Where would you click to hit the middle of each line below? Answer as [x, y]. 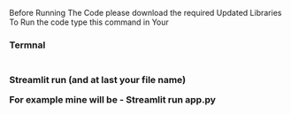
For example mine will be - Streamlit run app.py [113, 100]
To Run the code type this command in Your [89, 22]
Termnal [27, 45]
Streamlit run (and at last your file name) [98, 80]
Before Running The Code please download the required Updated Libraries [145, 13]
